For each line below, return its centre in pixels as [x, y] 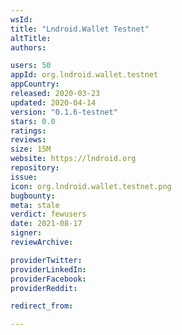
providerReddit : [44, 288]
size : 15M [31, 149]
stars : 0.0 [33, 121]
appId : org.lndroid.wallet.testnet [84, 75]
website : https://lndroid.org [73, 159]
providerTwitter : [46, 260]
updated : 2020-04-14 [53, 102]
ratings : [28, 131]
